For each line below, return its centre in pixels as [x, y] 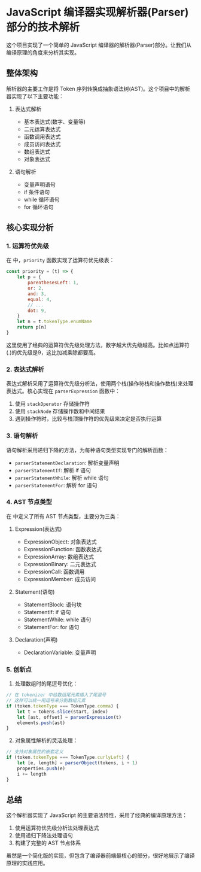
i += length [32, 774]
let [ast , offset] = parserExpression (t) [69, 717]
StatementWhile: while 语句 [57, 619]
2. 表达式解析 [25, 369]
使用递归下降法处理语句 [44, 835]
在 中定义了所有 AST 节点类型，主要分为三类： [63, 516]
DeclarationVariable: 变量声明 [60, 652]
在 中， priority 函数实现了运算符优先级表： [60, 260]
